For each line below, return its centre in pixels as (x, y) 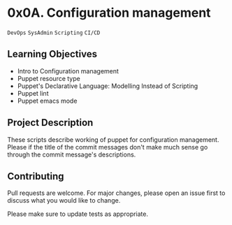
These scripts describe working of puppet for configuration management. (113, 139)
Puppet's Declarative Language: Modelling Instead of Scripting (108, 86)
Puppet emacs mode (47, 101)
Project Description (50, 123)
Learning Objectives (52, 54)
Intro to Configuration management (68, 71)
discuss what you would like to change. (64, 201)
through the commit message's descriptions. (72, 154)
